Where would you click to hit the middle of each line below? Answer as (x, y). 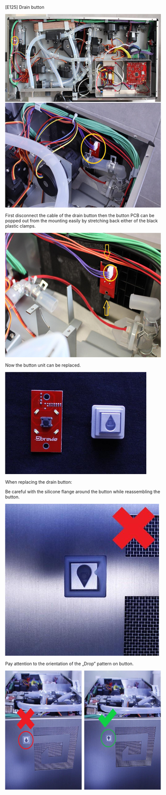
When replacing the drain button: (39, 482)
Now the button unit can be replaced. (43, 365)
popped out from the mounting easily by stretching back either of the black (82, 221)
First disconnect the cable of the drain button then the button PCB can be (80, 215)
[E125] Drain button (25, 7)
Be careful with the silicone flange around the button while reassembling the (83, 491)
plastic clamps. (21, 226)
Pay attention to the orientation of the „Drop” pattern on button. (69, 664)
